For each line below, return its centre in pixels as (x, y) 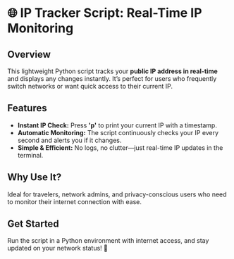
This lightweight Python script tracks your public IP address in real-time (113, 71)
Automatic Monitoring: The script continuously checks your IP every (118, 132)
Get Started (33, 224)
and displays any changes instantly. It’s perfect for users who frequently (112, 78)
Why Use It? (35, 177)
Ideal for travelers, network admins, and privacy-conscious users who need (117, 194)
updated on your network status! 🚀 (57, 248)
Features (27, 108)
